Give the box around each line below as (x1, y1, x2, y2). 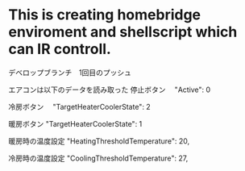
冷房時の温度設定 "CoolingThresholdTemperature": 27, (8, 153, 189, 163)
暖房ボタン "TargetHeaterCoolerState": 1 (8, 119, 143, 128)
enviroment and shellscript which (8, 23, 238, 41)
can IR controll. (8, 40, 111, 58)
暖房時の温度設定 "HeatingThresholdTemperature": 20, (8, 136, 190, 146)
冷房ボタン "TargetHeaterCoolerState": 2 (8, 102, 151, 111)
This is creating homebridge (8, 6, 201, 24)
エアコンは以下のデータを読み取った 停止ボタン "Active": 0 (8, 85, 211, 94)
